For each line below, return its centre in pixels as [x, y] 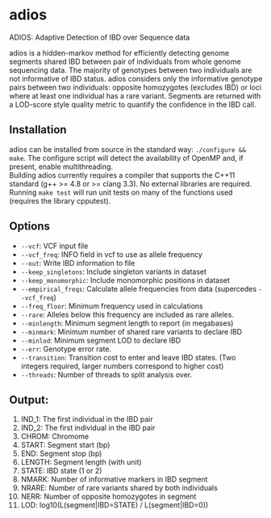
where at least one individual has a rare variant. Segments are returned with [135, 95]
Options [30, 227]
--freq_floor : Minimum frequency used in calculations [112, 305]
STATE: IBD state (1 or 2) [61, 471]
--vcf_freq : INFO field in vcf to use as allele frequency [111, 254]
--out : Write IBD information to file [78, 263]
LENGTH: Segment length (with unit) [81, 462]
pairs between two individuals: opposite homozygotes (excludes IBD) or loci [135, 87]
